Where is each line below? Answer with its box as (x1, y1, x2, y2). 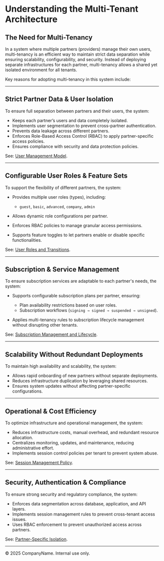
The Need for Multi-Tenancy (5, 33, 93, 42)
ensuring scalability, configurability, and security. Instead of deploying (5, 57, 146, 62)
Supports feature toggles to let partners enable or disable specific (12, 232, 145, 238)
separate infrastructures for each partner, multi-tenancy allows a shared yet (5, 62, 158, 67)
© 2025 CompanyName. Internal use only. (5, 550, 90, 556)
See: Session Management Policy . (5, 460, 73, 466)
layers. (12, 506, 26, 512)
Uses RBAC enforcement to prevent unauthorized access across (12, 521, 142, 527)
